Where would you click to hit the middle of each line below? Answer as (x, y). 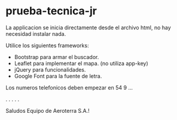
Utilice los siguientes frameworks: (47, 45)
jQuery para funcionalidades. (50, 69)
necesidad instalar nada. (36, 33)
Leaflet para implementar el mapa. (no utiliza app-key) (81, 63)
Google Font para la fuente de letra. (58, 76)
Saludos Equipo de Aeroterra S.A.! (48, 110)
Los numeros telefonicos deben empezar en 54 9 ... (69, 87)
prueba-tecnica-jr (51, 11)
